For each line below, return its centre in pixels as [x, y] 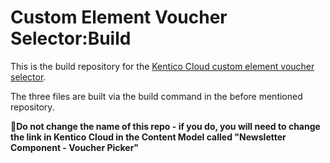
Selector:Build [71, 38]
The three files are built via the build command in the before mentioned [156, 96]
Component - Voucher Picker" [75, 147]
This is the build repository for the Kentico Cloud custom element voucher [162, 66]
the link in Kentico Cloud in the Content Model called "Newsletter [148, 137]
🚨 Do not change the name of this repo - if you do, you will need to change [165, 126]
